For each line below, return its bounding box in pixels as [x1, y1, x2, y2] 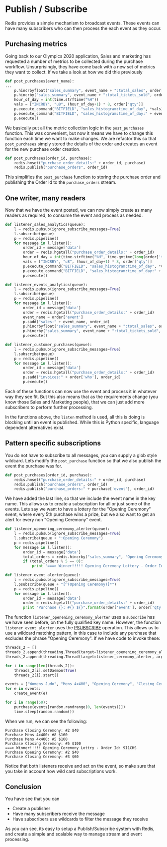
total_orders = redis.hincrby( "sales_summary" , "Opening [23, 554, 143, 559]
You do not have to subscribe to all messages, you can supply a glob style [5, 452, 158, 458]
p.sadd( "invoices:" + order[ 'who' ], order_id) [23, 375, 121, 380]
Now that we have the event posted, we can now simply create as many [5, 207, 153, 213]
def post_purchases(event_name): [5, 78, 75, 83]
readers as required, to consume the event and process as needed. [5, 212, 143, 218]
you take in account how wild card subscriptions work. [5, 768, 117, 774]
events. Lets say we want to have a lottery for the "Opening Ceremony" [5, 506, 151, 512]
